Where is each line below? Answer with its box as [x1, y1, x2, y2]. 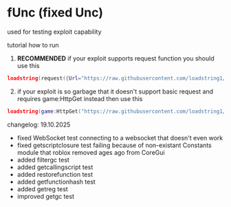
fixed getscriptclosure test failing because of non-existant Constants [16, 141, 212, 149]
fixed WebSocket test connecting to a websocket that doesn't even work [16, 133, 223, 142]
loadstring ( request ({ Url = [7, 74, 81, 82]
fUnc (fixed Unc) [7, 5, 103, 21]
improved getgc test [16, 192, 74, 200]
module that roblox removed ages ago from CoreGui [16, 148, 165, 156]
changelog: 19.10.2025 [7, 120, 71, 129]
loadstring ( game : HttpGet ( [7, 108, 81, 115]
